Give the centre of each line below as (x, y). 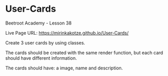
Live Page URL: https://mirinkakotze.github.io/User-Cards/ (67, 33)
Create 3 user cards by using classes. (45, 43)
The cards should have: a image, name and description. (64, 68)
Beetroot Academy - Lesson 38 (39, 23)
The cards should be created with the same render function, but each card (84, 53)
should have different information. (41, 58)
